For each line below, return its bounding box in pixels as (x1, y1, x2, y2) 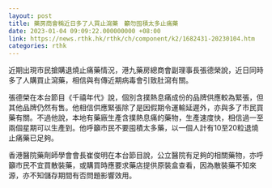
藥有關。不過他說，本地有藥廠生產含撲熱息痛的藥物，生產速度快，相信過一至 (8, 113, 264, 122)
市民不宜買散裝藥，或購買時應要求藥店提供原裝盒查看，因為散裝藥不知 (15, 160, 249, 170)
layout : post (8, 11, 53, 20)
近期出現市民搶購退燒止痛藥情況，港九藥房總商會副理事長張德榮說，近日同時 (8, 66, 264, 75)
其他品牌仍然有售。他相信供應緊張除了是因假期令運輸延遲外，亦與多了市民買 (8, 103, 264, 113)
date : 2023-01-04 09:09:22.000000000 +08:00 (8, 27, 161, 35)
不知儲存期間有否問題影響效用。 (29, 171, 136, 181)
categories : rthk (8, 42, 67, 50)
